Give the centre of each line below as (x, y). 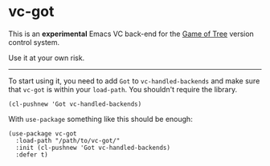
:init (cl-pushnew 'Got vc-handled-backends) (93, 148)
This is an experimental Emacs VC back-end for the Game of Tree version (131, 34)
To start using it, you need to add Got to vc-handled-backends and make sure (134, 81)
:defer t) (32, 155)
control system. (34, 42)
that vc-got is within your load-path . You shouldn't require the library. (123, 89)
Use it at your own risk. (47, 58)
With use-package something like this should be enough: (100, 119)
